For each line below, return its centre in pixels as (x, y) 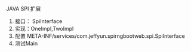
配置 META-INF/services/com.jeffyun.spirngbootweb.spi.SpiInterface (100, 36)
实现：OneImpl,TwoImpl (44, 29)
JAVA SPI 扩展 (24, 9)
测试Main (26, 43)
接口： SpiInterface (38, 21)
